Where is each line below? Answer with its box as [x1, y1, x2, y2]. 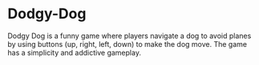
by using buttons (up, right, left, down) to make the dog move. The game [7, 39, 248, 48]
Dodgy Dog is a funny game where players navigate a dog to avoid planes [7, 31, 252, 40]
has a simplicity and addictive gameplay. [7, 48, 142, 57]
